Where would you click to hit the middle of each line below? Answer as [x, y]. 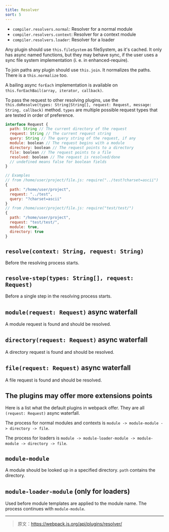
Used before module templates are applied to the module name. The [76, 503]
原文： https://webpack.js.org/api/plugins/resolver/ [70, 524]
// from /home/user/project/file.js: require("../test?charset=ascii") [82, 180]
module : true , [24, 227]
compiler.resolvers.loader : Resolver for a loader [63, 40]
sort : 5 [13, 15]
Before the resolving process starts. [42, 263]
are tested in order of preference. [40, 115]
